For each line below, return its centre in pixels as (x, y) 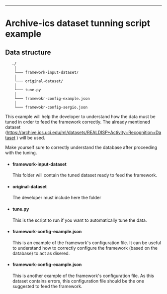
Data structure (28, 52)
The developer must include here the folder (57, 198)
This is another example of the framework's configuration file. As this (83, 276)
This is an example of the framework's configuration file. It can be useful (87, 243)
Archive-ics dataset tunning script (78, 23)
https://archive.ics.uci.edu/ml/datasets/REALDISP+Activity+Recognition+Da (84, 132)
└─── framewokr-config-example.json (52, 99)
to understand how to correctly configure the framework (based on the (85, 248)
